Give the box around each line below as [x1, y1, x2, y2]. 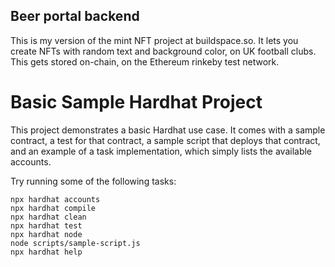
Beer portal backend [10, 8, 140, 25]
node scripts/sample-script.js [10, 238, 141, 248]
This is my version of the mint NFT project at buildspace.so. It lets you [10, 34, 299, 46]
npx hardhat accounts [10, 194, 101, 204]
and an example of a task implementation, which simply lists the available [10, 145, 313, 157]
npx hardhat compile [10, 203, 97, 213]
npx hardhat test [10, 220, 83, 231]
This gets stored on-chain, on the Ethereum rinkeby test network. [10, 55, 280, 68]
